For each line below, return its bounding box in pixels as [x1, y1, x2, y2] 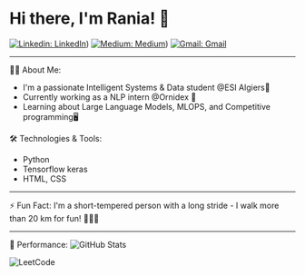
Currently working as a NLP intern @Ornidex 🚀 [22, 91, 197, 103]
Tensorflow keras [22, 163, 88, 174]
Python [22, 153, 50, 164]
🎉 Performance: [9, 239, 68, 250]
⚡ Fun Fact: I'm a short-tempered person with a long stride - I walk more [9, 200, 280, 211]
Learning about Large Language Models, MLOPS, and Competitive [22, 101, 271, 112]
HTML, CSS [22, 172, 66, 184]
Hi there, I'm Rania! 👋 [9, 8, 170, 29]
